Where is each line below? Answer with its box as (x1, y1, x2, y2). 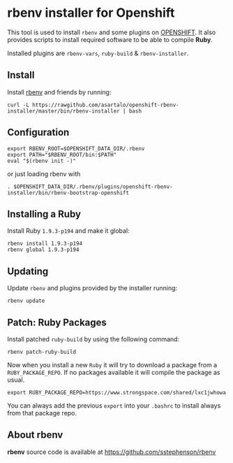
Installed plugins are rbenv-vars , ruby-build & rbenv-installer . (7, 49, 189, 57)
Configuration (7, 127, 70, 138)
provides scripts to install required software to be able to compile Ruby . (7, 35, 213, 43)
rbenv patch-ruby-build (7, 348, 77, 355)
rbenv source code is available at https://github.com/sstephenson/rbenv (7, 448, 216, 456)
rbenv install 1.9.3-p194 (7, 240, 82, 248)
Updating (7, 265, 49, 277)
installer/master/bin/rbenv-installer (7, 107, 120, 115)
